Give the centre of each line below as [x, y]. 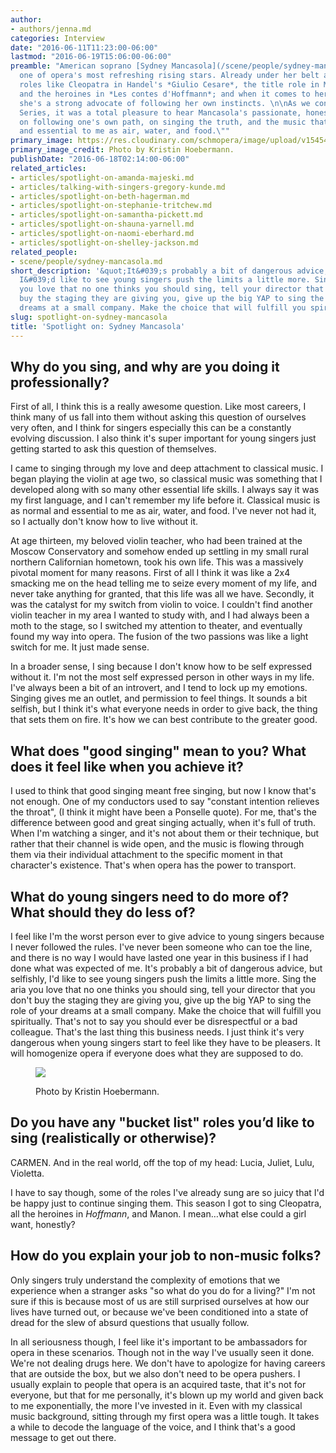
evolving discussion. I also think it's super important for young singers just [163, 438]
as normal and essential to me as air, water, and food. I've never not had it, [163, 511]
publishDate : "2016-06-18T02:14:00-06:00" [100, 159]
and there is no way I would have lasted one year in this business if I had [159, 957]
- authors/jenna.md [51, 29]
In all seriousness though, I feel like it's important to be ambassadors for [159, 1342]
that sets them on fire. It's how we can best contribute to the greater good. [164, 720]
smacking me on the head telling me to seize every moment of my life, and [164, 583]
